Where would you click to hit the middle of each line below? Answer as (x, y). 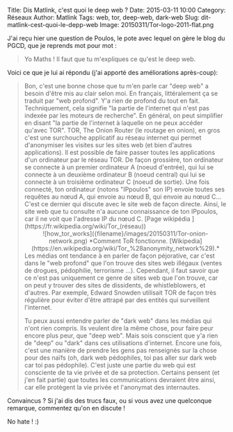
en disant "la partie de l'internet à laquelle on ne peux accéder (113, 123)
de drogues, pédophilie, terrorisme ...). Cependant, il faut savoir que (121, 271)
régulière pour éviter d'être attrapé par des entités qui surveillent (117, 300)
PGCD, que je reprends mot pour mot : (62, 45)
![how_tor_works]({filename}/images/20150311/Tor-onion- (126, 233)
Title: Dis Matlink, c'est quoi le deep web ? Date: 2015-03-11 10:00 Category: (116, 10)
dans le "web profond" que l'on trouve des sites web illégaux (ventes (123, 263)
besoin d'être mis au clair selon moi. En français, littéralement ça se (121, 93)
